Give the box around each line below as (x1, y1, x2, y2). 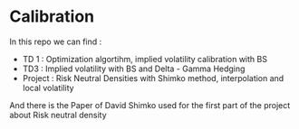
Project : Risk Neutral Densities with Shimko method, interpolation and (22, 72, 285, 83)
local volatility (22, 82, 74, 93)
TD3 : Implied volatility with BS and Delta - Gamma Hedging (22, 63, 246, 74)
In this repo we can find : (9, 36, 102, 47)
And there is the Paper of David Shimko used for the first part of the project (9, 99, 291, 110)
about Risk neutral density (9, 109, 107, 120)
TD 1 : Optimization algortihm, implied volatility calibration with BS (22, 53, 267, 64)
